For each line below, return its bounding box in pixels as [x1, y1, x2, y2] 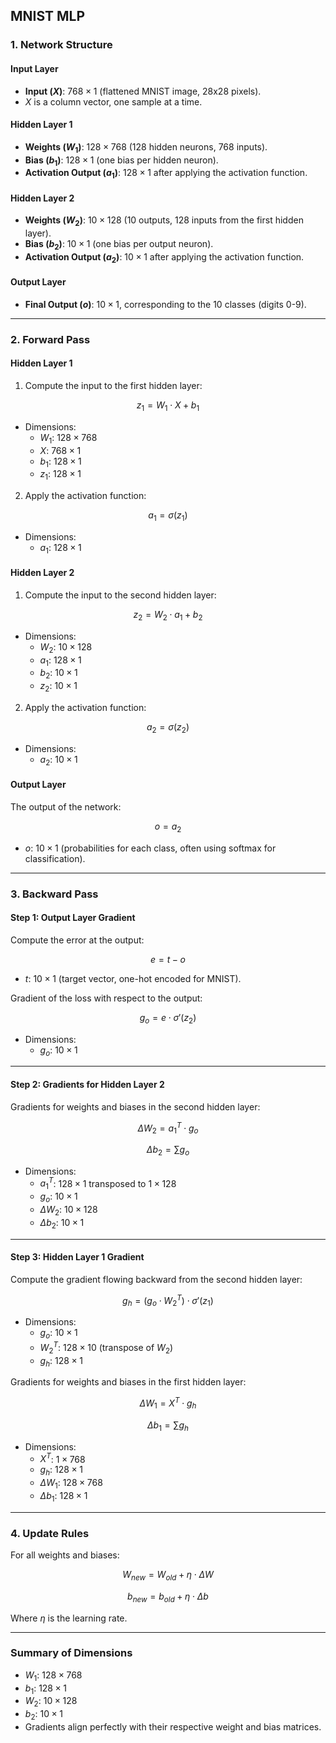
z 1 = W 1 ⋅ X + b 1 [136, 399, 200, 413]
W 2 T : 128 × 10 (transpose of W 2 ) [39, 1340, 174, 1356]
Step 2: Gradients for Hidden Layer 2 [10, 1078, 165, 1090]
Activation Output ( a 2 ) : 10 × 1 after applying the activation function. [24, 250, 305, 265]
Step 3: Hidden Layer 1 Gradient [10, 1251, 145, 1263]
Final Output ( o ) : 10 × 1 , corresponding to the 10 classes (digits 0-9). [24, 298, 307, 310]
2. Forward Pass [10, 332, 91, 346]
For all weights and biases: [10, 1549, 120, 1561]
